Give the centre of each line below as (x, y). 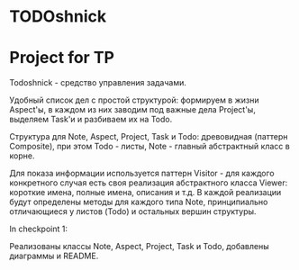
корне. (22, 156)
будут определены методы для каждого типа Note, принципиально (139, 202)
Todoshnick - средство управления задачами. (98, 83)
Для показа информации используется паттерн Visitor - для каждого (142, 174)
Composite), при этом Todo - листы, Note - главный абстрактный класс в (149, 147)
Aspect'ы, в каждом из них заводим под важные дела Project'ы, (133, 110)
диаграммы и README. (54, 256)
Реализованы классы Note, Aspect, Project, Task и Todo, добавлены (139, 247)
